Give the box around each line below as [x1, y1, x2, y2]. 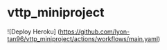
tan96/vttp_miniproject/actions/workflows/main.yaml [7, 34, 158, 42]
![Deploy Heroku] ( [7, 27, 60, 36]
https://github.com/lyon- [60, 27, 130, 36]
